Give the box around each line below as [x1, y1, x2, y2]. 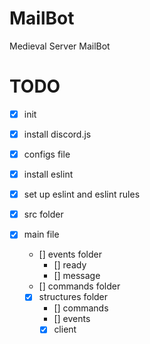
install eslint [23, 168, 74, 181]
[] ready [53, 259, 87, 271]
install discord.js [23, 128, 92, 140]
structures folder [38, 291, 109, 303]
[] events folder [38, 248, 102, 261]
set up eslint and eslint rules [23, 188, 141, 201]
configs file [23, 148, 71, 160]
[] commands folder [38, 280, 121, 292]
